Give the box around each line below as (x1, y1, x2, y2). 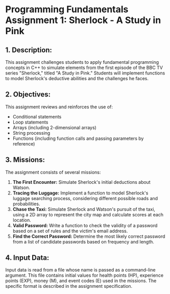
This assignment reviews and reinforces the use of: (5, 104, 113, 110)
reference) (12, 140, 35, 146)
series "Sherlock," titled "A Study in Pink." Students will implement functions (5, 70, 165, 76)
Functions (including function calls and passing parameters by (12, 135, 144, 141)
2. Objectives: (5, 90, 51, 99)
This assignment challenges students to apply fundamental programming (5, 59, 159, 65)
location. (12, 217, 32, 223)
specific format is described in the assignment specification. (5, 283, 133, 289)
